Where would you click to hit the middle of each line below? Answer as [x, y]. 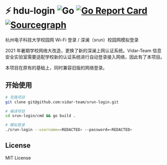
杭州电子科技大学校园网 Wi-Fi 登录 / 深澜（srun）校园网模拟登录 [72, 40]
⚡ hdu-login [30, 11]
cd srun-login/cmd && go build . [40, 116]
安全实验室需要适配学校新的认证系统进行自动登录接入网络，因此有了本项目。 [85, 57]
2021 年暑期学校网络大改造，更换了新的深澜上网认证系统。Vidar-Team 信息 [83, 50]
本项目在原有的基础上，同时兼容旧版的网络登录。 [56, 68]
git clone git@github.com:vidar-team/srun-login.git [62, 102]
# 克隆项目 [15, 97]
